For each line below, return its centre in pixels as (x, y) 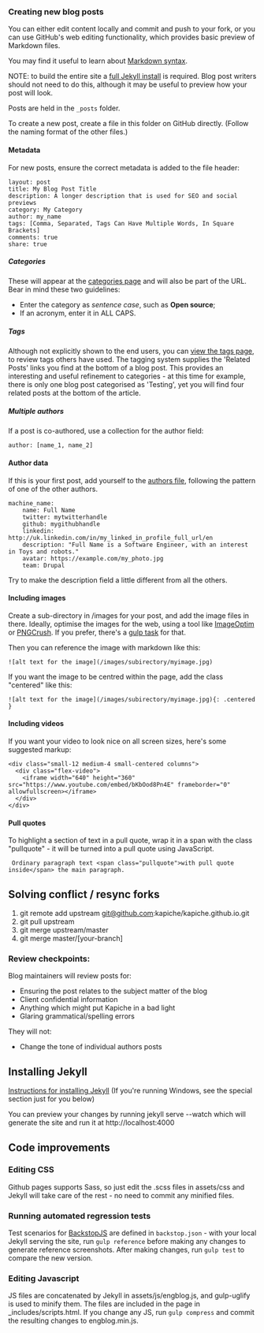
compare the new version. (50, 1258)
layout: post (30, 182)
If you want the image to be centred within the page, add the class (116, 676)
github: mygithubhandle (61, 524)
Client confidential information (69, 1000)
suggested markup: (40, 750)
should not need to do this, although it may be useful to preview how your (128, 84)
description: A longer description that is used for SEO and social (123, 195)
